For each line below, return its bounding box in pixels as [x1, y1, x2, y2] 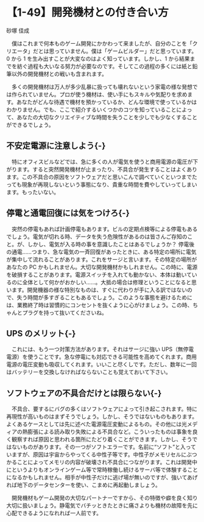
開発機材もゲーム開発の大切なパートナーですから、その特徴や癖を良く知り [11, 494, 198, 502]
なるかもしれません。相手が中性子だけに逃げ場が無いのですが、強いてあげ [11, 474, 198, 481]
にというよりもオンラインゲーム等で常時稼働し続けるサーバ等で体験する [6, 466, 188, 473]
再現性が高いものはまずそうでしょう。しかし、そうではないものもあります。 [6, 413, 198, 420]
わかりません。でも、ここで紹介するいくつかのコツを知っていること [6, 106, 177, 113]
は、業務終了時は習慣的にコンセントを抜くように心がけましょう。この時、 [6, 301, 193, 308]
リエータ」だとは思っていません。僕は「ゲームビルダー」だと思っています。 [6, 47, 197, 55]
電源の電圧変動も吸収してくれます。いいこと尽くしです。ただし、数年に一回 [6, 361, 197, 368]
